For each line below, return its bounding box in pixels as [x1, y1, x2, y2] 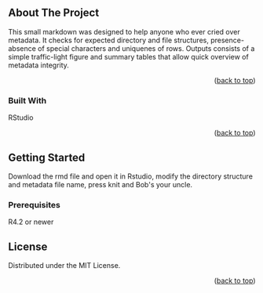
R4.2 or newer [8, 217, 54, 226]
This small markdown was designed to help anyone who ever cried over [8, 27, 241, 36]
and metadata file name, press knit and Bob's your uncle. [8, 179, 193, 189]
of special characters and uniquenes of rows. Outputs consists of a [38, 43, 255, 53]
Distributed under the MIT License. [8, 261, 121, 270]
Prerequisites [8, 199, 60, 210]
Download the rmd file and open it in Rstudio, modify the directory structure [8, 172, 254, 181]
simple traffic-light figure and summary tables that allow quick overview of [8, 52, 249, 61]
